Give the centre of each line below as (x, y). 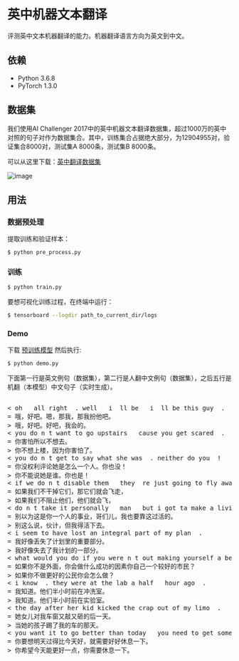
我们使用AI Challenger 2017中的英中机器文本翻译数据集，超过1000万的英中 (117, 128)
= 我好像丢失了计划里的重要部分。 (58, 542)
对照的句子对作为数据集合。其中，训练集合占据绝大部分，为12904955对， (116, 137)
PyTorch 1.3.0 (37, 86)
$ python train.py (34, 287)
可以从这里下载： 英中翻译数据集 (54, 161)
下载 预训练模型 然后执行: (44, 350)
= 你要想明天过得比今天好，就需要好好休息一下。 (80, 642)
